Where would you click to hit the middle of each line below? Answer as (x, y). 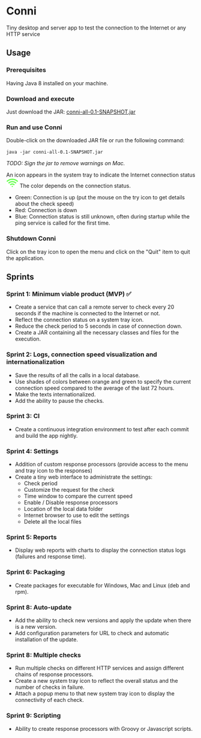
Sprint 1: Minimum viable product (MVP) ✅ (69, 294)
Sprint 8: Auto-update (39, 607)
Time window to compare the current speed (78, 496)
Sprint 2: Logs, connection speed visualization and (82, 354)
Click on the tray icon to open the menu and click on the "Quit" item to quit (98, 252)
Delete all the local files (53, 522)
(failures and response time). (50, 557)
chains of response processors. (54, 674)
